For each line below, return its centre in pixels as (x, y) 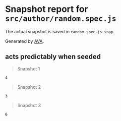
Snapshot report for (47, 9)
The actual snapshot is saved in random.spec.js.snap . (60, 31)
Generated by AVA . (25, 41)
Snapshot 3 (29, 105)
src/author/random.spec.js (61, 19)
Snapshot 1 (29, 68)
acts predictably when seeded (53, 57)
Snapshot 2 (29, 87)
